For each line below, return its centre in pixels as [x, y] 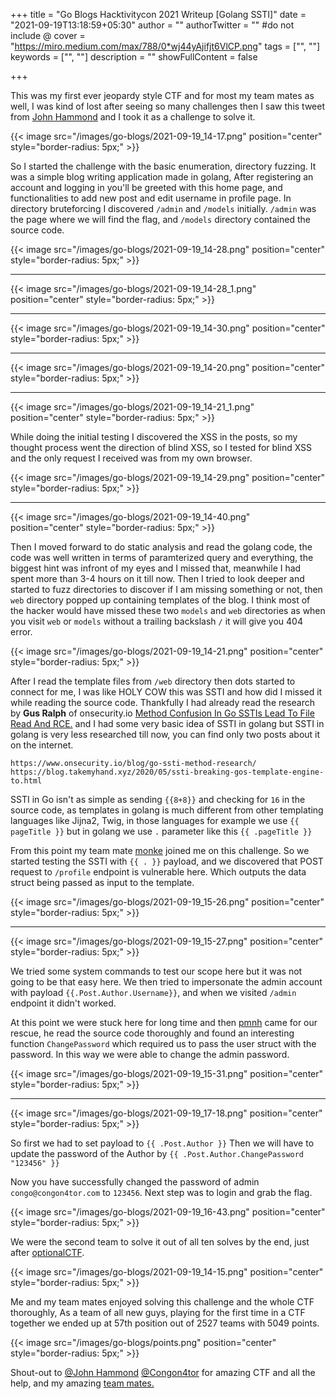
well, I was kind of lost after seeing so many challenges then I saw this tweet [167, 106]
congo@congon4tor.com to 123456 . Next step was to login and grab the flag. [161, 1192]
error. [21, 632]
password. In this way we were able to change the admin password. [150, 1054]
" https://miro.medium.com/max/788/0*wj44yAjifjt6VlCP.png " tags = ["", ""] [165, 46]
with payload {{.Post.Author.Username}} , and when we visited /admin [153, 992]
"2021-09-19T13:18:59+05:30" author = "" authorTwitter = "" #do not [152, 25]
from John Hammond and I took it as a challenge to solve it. [133, 117]
